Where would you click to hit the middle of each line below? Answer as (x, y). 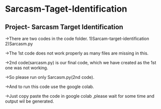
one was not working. (27, 68)
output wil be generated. (30, 101)
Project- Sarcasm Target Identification (64, 27)
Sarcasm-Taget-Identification (66, 9)
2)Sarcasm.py (19, 44)
